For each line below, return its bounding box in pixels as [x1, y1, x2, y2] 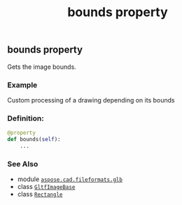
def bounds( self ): [7, 136, 61, 143]
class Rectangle [17, 190, 63, 199]
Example [7, 80, 38, 90]
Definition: [7, 113, 44, 123]
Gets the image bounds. [7, 62, 77, 71]
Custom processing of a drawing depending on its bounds [7, 95, 175, 104]
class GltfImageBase [17, 183, 76, 191]
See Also [7, 159, 38, 168]
